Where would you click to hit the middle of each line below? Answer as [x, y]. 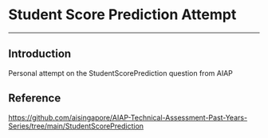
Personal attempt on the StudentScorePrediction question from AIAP [120, 73]
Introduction [40, 54]
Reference [35, 99]
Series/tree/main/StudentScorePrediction [76, 126]
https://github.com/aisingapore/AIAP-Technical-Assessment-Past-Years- [128, 117]
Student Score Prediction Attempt [122, 15]
